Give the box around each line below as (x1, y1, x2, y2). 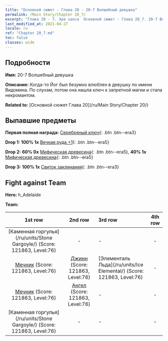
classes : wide (5, 40, 35, 45)
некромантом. (5, 92, 36, 98)
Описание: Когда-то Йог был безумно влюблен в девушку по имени (5, 81, 152, 88)
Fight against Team (5, 178, 66, 187)
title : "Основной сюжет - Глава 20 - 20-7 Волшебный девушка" (5, 7, 137, 13)
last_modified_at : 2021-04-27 (5, 21, 68, 27)
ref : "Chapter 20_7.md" (5, 31, 55, 36)
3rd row (98, 216, 117, 223)
